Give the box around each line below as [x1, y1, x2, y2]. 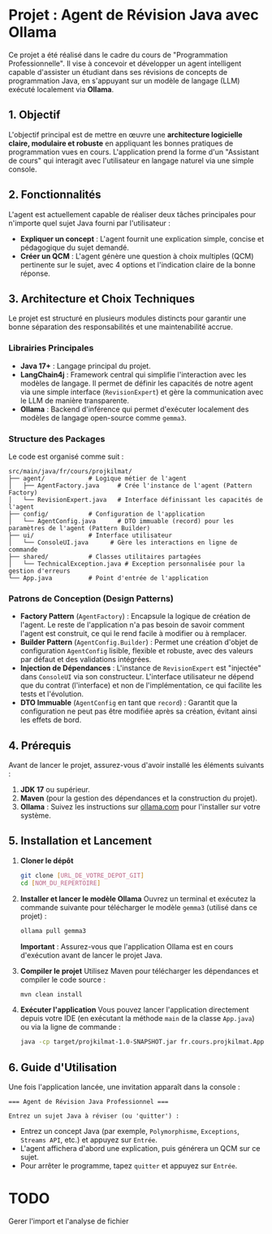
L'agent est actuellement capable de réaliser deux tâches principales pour [8, 209, 257, 219]
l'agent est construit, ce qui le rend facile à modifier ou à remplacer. [19, 629, 248, 639]
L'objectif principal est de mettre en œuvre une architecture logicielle [8, 129, 243, 139]
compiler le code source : [19, 975, 106, 984]
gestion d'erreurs [8, 567, 71, 575]
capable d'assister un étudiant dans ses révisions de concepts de [8, 67, 228, 76]
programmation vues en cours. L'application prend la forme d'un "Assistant [8, 146, 260, 156]
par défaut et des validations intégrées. [19, 655, 152, 665]
